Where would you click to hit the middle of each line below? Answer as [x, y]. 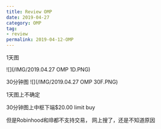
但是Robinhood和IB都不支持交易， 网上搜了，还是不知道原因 [80, 120]
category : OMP [24, 23]
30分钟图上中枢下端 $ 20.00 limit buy [51, 107]
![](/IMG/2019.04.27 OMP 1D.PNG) [48, 69]
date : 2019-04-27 [28, 17]
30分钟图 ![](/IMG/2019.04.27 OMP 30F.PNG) [62, 82]
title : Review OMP [29, 12]
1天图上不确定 [23, 94]
